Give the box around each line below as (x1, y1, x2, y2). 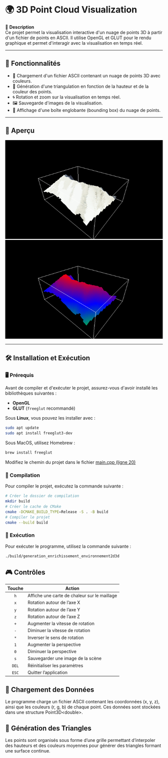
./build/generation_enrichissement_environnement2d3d (5, 553, 120, 559)
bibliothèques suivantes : (5, 390, 57, 397)
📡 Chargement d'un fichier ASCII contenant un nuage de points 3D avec (12, 72, 161, 78)
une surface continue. (5, 748, 51, 754)
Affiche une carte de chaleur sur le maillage (27, 593, 117, 599)
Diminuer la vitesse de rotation (27, 627, 90, 634)
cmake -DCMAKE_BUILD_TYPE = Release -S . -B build (5, 509, 108, 515)
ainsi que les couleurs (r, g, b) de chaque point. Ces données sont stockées (5, 704, 161, 710)
